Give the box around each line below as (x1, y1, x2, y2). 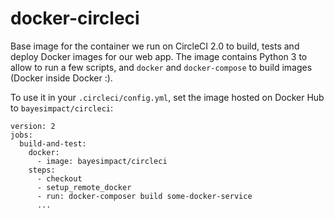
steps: (28, 165, 56, 175)
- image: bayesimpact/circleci (36, 156, 168, 166)
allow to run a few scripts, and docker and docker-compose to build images (10, 61, 313, 73)
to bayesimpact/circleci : (10, 102, 114, 114)
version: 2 (10, 121, 56, 131)
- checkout (36, 173, 83, 184)
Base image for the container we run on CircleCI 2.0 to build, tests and (10, 40, 300, 52)
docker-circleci (10, 7, 140, 30)
